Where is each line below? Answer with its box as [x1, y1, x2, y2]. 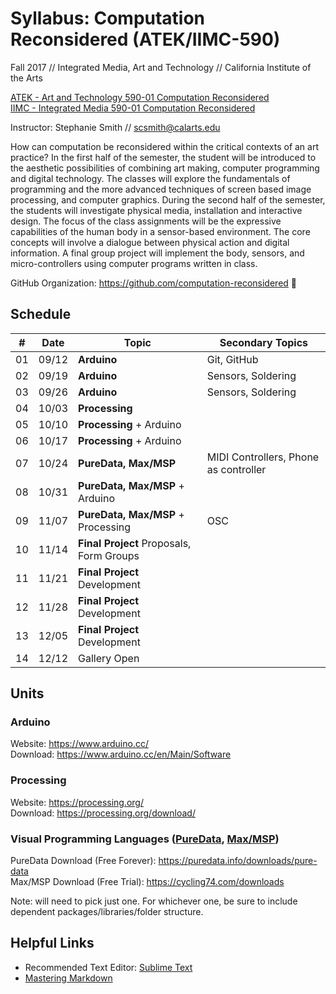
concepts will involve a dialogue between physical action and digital [10, 236, 290, 248]
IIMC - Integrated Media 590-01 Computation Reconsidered [10, 102, 256, 114]
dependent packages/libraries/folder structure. [10, 906, 204, 918]
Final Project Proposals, [78, 536, 192, 550]
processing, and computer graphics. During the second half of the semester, [10, 193, 326, 206]
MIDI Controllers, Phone [206, 450, 320, 464]
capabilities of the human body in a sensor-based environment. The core [10, 225, 311, 237]
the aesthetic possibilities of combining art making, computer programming [10, 162, 320, 174]
